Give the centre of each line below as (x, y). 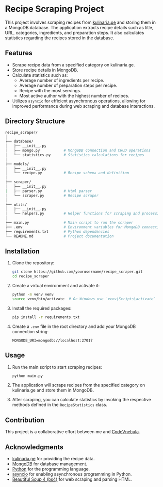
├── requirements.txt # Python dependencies (57, 231)
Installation (22, 251)
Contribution (25, 420)
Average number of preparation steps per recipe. (68, 85)
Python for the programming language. (51, 469)
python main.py (27, 376)
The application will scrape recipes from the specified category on (79, 385)
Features (19, 53)
